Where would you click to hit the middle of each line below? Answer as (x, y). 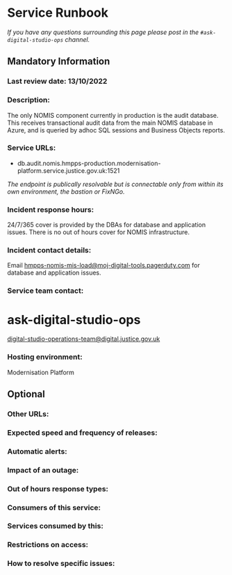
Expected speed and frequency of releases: (82, 432)
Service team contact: (45, 291)
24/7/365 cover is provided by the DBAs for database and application (107, 225)
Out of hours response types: (58, 489)
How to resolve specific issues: (61, 564)
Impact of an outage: (43, 470)
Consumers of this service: (54, 507)
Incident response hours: (51, 209)
